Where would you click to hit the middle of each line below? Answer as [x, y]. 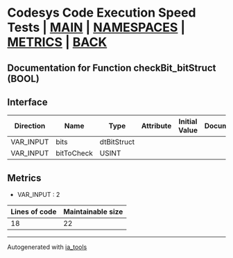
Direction [30, 126]
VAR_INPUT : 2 [38, 195]
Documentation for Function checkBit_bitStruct [112, 68]
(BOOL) [23, 79]
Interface [27, 102]
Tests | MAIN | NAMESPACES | [96, 27]
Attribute [156, 126]
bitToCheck [74, 153]
